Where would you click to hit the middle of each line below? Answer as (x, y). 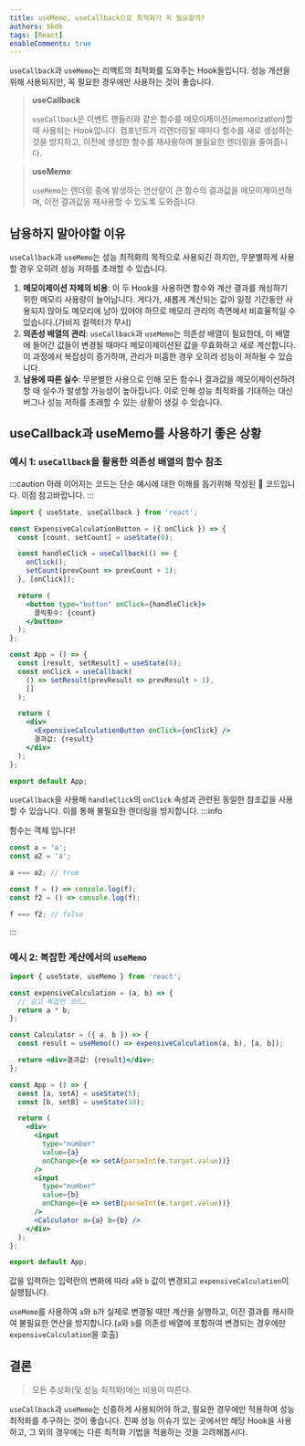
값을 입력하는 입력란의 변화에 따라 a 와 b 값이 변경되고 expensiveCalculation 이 (149, 1281)
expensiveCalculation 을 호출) (64, 1335)
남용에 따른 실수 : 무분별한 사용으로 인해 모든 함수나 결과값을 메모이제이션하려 (158, 379)
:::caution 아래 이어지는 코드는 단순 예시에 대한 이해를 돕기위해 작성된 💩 (137, 483)
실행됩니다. (29, 1293)
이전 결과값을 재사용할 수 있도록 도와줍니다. (121, 202)
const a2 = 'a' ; (40, 856)
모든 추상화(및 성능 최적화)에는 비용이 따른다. (111, 1390)
